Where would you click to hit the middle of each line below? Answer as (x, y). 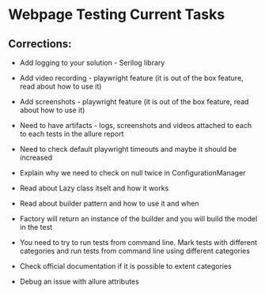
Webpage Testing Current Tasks (117, 15)
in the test (36, 227)
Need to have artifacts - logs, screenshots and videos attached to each (135, 125)
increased (36, 157)
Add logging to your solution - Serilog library (92, 62)
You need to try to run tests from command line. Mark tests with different (138, 242)
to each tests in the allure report (72, 134)
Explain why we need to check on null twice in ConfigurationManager (132, 173)
